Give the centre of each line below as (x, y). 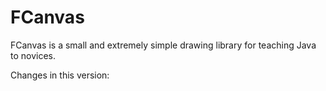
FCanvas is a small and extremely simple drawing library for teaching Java (163, 45)
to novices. (33, 55)
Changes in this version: (60, 75)
